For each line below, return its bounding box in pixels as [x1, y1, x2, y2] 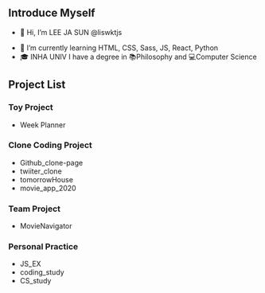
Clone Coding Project [8, 139, 93, 150]
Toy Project [8, 102, 53, 113]
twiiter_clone [19, 166, 62, 176]
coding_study [19, 268, 65, 277]
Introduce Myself [8, 6, 95, 20]
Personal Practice [8, 241, 79, 252]
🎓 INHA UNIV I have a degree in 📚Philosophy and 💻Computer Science [19, 52, 257, 61]
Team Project [8, 203, 61, 214]
